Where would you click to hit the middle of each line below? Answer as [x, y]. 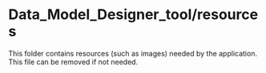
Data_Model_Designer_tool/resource [133, 15]
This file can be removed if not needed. [73, 62]
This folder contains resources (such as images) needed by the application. [133, 53]
